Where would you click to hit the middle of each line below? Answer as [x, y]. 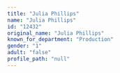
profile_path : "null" [39, 59]
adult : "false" [29, 53]
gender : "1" [24, 46]
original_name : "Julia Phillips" [56, 33]
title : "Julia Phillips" [43, 14]
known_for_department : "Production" [60, 40]
